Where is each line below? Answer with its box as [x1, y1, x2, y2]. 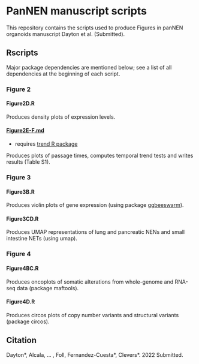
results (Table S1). [6, 158, 51, 166]
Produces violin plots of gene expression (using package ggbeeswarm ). [6, 201, 184, 209]
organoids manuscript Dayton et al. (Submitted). [6, 30, 125, 37]
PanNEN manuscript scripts [6, 4, 147, 18]
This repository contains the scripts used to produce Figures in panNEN [6, 24, 183, 31]
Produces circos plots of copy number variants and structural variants [6, 311, 179, 318]
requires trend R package [14, 140, 78, 148]
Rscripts [6, 48, 38, 58]
